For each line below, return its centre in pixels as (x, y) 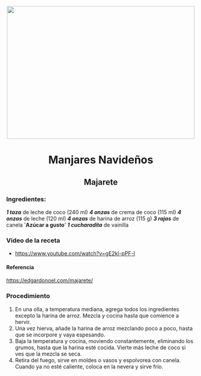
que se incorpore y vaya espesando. (60, 335)
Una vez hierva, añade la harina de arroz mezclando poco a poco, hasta (104, 328)
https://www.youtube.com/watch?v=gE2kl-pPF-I (75, 254)
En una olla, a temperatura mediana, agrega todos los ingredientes (97, 309)
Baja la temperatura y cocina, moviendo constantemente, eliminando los (104, 341)
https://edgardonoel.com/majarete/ (49, 281)
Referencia (20, 267)
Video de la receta (33, 240)
